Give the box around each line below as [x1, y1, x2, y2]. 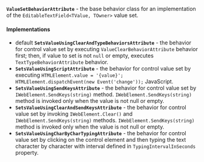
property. [15, 149, 39, 157]
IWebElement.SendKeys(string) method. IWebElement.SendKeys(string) [15, 91, 192, 98]
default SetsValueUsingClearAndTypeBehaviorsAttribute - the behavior [15, 39, 192, 46]
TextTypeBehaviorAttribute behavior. [15, 58, 108, 66]
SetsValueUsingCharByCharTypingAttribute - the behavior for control [15, 130, 187, 137]
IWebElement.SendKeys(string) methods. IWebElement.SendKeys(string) [15, 117, 195, 124]
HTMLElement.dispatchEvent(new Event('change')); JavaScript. [15, 78, 174, 85]
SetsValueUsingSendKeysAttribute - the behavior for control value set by [15, 85, 197, 92]
